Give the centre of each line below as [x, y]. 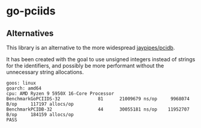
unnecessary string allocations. [45, 72]
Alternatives [30, 33]
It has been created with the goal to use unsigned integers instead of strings [101, 59]
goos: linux [21, 83]
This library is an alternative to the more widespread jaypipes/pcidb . [91, 47]
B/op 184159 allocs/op [40, 115]
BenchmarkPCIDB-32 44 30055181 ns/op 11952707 [98, 109]
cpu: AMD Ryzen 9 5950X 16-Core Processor [60, 94]
